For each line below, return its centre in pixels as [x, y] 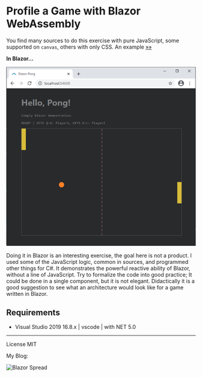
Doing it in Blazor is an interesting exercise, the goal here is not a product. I [99, 255]
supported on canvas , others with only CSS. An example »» [79, 47]
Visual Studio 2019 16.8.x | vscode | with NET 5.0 [75, 327]
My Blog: [17, 356]
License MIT [22, 345]
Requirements [33, 312]
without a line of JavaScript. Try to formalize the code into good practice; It [99, 274]
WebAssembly [44, 24]
